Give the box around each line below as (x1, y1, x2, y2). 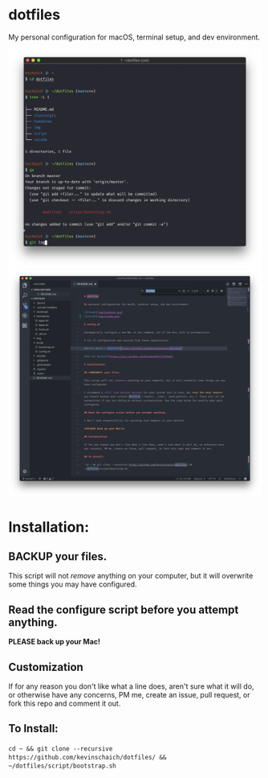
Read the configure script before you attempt (8, 603, 239, 616)
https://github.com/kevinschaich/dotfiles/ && (8, 753, 167, 761)
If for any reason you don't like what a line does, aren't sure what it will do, (8, 681, 254, 691)
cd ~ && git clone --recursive (8, 744, 113, 753)
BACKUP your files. (8, 550, 108, 563)
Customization (8, 660, 84, 673)
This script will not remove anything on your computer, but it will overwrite (8, 571, 254, 581)
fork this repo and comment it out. (8, 698, 121, 708)
